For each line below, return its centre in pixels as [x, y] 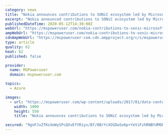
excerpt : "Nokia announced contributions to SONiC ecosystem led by [78, 19]
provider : [15, 65]
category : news [21, 10]
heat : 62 [14, 51]
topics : [13, 84]
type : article [20, 42]
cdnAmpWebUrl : [20, 38]
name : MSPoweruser [29, 70]
